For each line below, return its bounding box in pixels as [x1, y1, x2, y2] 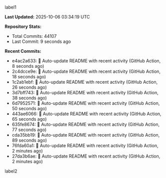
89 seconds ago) [11, 137, 47, 143]
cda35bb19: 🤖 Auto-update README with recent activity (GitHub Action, [11, 132, 160, 138]
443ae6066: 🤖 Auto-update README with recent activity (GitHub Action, [11, 111, 162, 117]
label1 [4, 4, 17, 10]
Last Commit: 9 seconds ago [11, 38, 71, 44]
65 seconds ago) [11, 116, 47, 122]
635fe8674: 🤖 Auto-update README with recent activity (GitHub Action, [11, 122, 160, 127]
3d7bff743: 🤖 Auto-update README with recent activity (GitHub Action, [11, 90, 159, 95]
